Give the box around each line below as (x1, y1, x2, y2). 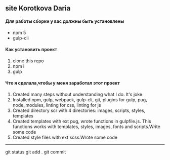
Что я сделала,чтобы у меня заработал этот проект (5, 80, 120, 86)
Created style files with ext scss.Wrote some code (12, 134, 118, 140)
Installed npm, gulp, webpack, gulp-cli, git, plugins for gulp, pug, (12, 97, 148, 103)
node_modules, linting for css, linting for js (12, 102, 101, 108)
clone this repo (12, 58, 44, 64)
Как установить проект (5, 47, 57, 53)
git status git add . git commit (5, 149, 66, 155)
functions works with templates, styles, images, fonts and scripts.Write (12, 124, 160, 130)
